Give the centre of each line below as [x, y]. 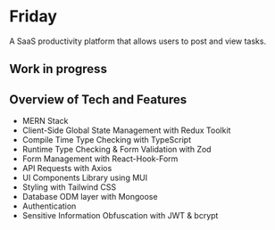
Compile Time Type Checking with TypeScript [107, 140]
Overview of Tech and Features [98, 99]
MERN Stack [45, 121]
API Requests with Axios [67, 168]
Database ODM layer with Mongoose [90, 197]
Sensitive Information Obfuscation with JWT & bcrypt [120, 216]
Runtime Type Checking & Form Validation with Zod [117, 150]
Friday [33, 16]
